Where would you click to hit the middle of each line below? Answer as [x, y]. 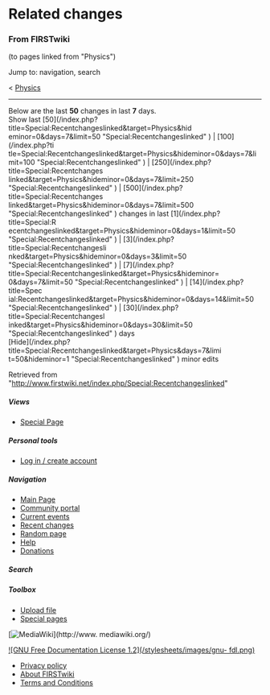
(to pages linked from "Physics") [62, 56]
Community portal [50, 508]
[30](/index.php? [151, 308]
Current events [45, 517]
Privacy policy [43, 665]
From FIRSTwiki [39, 39]
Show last [25, 120]
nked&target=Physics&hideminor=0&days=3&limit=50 [98, 256]
